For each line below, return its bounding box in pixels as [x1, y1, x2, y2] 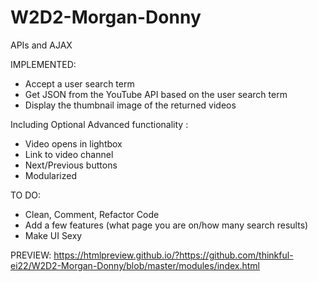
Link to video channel [24, 148, 114, 160]
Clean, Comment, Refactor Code [24, 208, 160, 220]
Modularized [24, 169, 77, 181]
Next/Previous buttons [24, 159, 118, 171]
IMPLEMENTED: [10, 58, 77, 70]
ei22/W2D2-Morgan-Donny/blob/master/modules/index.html [10, 259, 260, 271]
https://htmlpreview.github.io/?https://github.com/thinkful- [53, 249, 294, 261]
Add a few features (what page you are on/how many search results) [24, 219, 309, 231]
